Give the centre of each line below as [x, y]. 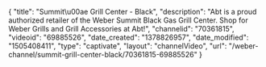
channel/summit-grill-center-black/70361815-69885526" [103, 54]
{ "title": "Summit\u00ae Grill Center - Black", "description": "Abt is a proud [133, 12]
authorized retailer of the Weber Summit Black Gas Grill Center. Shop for [128, 20]
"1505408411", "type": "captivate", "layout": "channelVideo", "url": [118, 46]
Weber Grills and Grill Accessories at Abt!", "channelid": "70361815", [122, 29]
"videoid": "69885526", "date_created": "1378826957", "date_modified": [129, 37]
